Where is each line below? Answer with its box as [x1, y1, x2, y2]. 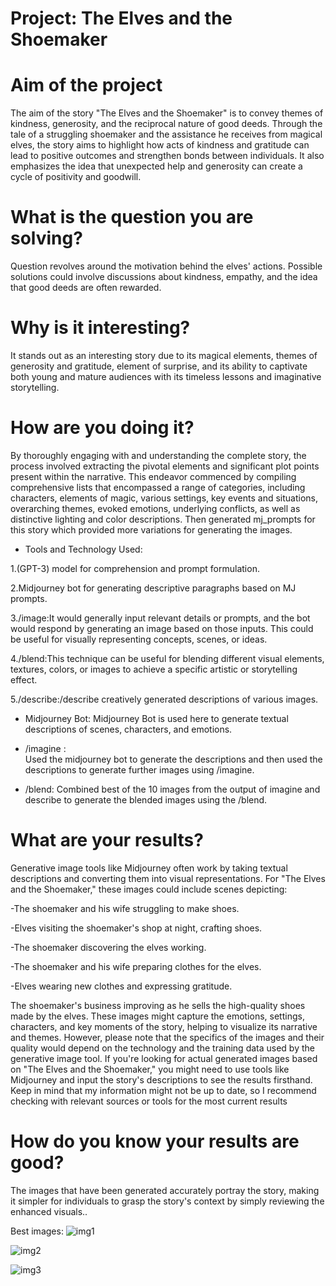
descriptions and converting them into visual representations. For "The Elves [10, 872, 326, 884]
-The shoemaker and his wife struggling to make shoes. [10, 902, 240, 914]
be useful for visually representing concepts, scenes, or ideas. [10, 633, 268, 645]
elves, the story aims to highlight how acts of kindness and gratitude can [10, 139, 310, 151]
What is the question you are [10, 206, 254, 229]
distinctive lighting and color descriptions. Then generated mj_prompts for [10, 513, 316, 525]
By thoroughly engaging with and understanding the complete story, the [10, 449, 307, 461]
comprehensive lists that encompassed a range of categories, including [10, 481, 306, 493]
